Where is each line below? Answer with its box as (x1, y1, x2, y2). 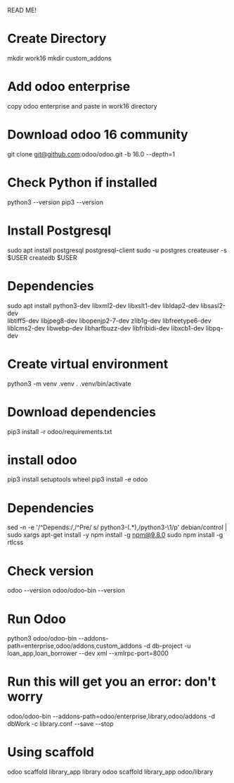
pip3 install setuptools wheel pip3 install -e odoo (7, 475, 148, 483)
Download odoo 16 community (7, 127, 188, 143)
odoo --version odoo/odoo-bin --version (7, 586, 125, 595)
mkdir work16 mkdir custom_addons (7, 54, 112, 62)
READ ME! (7, 6, 37, 14)
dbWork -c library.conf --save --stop (7, 720, 114, 728)
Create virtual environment (7, 356, 169, 372)
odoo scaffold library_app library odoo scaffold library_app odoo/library (7, 767, 214, 776)
